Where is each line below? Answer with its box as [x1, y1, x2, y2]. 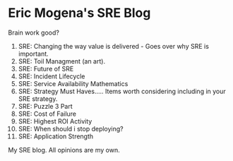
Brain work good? [8, 28, 59, 37]
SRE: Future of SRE [18, 64, 74, 73]
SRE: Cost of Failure [18, 109, 77, 118]
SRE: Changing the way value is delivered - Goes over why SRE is [18, 42, 209, 50]
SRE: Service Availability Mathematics [18, 79, 129, 88]
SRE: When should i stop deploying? [18, 124, 124, 133]
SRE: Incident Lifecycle [18, 72, 85, 80]
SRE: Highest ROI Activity [18, 117, 92, 125]
